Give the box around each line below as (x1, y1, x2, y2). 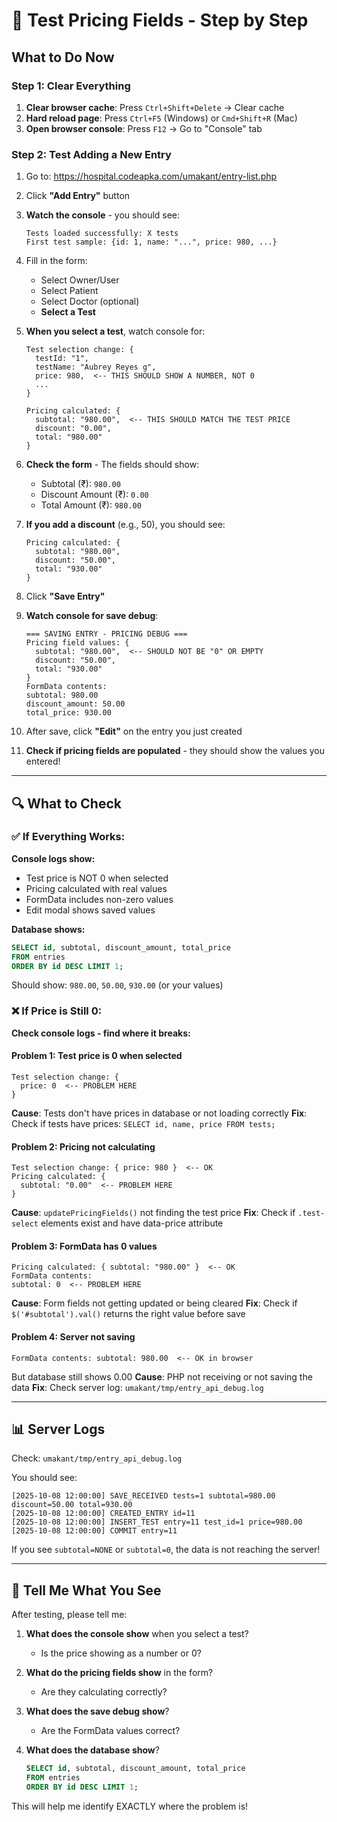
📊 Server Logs (11, 1420, 106, 1438)
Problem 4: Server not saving (11, 1330, 136, 1343)
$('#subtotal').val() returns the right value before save (11, 1308, 246, 1320)
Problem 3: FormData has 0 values (11, 1240, 158, 1252)
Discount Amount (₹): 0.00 (40, 489, 149, 501)
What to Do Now (11, 49, 115, 66)
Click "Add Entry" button (25, 190, 131, 202)
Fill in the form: (25, 255, 88, 267)
